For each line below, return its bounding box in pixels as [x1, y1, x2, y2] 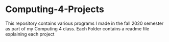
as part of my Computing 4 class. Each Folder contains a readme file [5, 25, 150, 31]
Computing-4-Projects [5, 4, 105, 15]
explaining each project [5, 31, 55, 37]
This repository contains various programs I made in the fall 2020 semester [5, 20, 164, 26]
